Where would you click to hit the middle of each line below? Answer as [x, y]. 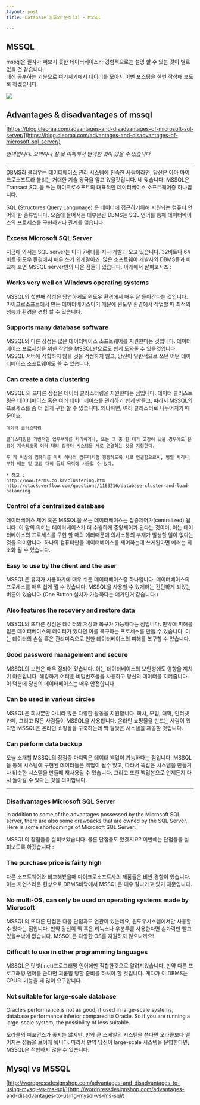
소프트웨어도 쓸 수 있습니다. [58, 364]
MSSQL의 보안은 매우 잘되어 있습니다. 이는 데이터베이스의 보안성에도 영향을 [94, 668]
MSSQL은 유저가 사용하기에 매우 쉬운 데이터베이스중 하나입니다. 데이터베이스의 [98, 579]
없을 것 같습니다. [25, 69]
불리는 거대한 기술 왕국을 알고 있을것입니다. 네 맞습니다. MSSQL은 [113, 180]
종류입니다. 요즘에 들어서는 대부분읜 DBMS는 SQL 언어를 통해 [95, 215]
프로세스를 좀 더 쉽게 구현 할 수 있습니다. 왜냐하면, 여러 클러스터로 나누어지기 [95, 408]
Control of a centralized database [56, 506]
